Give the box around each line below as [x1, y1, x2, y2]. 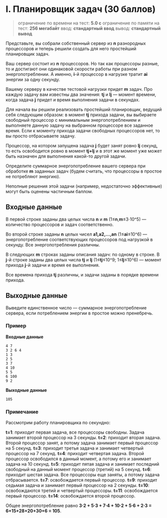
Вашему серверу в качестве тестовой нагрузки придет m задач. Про [5, 86, 153, 92]
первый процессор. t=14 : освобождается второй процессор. [5, 493, 136, 499]
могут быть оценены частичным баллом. [5, 188, 93, 194]
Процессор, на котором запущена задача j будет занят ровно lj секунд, [5, 142, 158, 148]
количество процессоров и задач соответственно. [5, 221, 114, 228]
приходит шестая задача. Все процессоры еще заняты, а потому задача [5, 472, 160, 478]
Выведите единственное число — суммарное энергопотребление [5, 304, 147, 310]
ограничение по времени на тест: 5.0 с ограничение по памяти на [17, 20, 160, 26]
